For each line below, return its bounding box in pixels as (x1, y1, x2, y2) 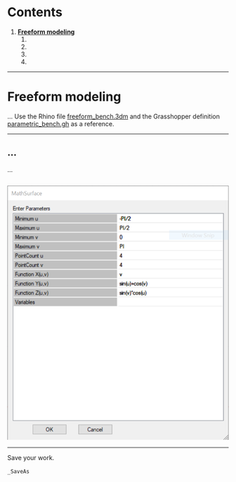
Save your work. (7, 454, 55, 462)
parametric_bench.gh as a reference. (7, 119, 114, 128)
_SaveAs (7, 468, 30, 476)
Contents (7, 4, 63, 20)
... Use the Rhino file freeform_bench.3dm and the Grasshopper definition (7, 112, 220, 121)
